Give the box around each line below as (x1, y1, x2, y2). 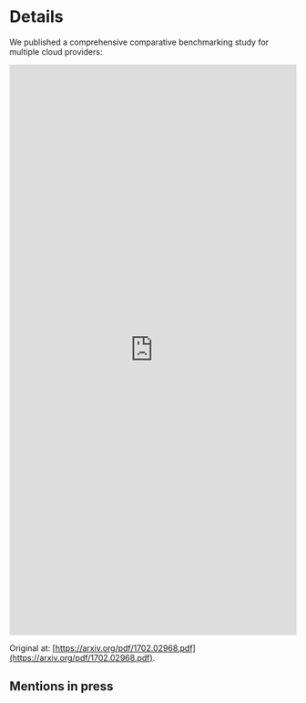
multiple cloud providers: (9, 46, 103, 57)
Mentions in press (9, 678, 114, 695)
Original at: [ (9, 642, 56, 654)
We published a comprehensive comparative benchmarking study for (9, 37, 270, 47)
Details (9, 6, 64, 27)
